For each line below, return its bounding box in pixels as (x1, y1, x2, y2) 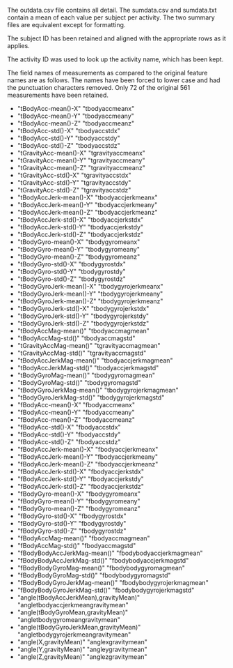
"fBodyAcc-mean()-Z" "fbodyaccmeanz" (17, 416, 136, 424)
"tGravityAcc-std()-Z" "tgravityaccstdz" (17, 186, 131, 194)
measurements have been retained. (7, 91, 109, 99)
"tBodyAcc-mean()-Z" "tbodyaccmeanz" (17, 119, 135, 128)
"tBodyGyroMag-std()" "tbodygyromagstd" (17, 379, 141, 386)
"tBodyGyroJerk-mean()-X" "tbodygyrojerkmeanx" (17, 282, 163, 290)
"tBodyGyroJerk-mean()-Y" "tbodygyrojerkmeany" (17, 289, 163, 298)
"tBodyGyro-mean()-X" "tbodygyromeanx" (17, 238, 140, 246)
